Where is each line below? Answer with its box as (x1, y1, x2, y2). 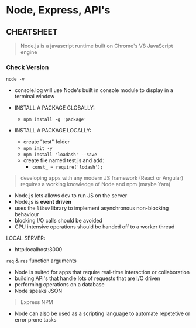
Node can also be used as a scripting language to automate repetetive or (14, 310, 191, 317)
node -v (6, 77, 25, 83)
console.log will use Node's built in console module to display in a (14, 87, 174, 94)
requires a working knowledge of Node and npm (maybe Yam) (20, 181, 171, 188)
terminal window (14, 93, 55, 100)
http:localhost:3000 (14, 246, 63, 253)
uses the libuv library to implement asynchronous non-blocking (14, 204, 169, 211)
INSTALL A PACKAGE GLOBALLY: (14, 104, 95, 111)
